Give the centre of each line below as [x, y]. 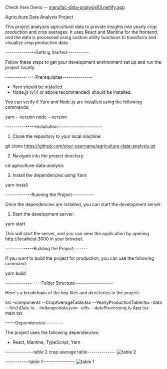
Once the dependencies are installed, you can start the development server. [83, 204]
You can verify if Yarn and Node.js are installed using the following [74, 102]
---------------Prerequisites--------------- [49, 77]
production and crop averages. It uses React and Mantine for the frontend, [82, 32]
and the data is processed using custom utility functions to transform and [81, 37]
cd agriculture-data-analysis [34, 165]
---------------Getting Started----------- [47, 52]
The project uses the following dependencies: [52, 332]
